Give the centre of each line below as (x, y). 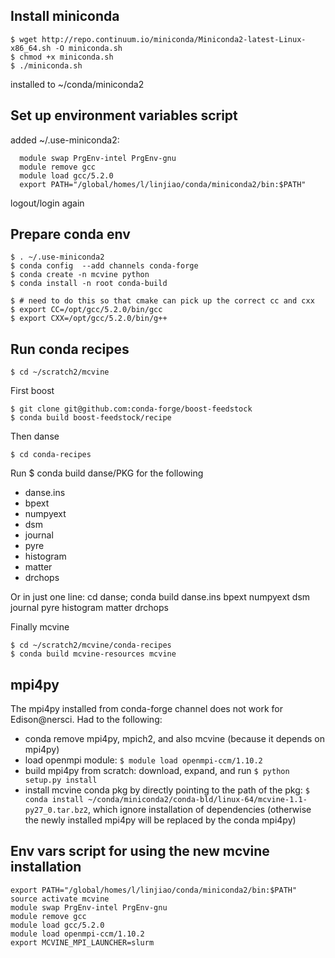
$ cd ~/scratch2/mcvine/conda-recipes (91, 645)
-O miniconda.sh (88, 48)
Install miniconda (65, 16)
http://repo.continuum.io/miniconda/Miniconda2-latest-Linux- (174, 39)
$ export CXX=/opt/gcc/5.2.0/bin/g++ (89, 319)
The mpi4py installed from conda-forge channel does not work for (147, 709)
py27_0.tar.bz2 (56, 810)
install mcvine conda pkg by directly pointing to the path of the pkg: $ (167, 790)
